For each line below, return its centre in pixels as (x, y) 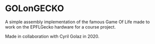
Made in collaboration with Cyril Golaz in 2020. (52, 36)
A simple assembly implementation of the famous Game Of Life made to (77, 22)
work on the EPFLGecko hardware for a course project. (60, 27)
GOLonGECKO (35, 8)
